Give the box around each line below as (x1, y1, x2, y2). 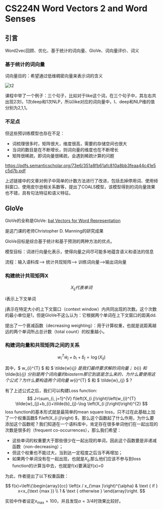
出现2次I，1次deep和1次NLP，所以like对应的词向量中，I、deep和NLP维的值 (5, 99, 155, 105)
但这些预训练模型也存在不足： (5, 130, 65, 136)
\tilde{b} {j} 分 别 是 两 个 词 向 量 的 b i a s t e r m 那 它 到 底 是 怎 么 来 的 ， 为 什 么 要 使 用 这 (5, 371, 156, 377)
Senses (5, 13, 36, 24)
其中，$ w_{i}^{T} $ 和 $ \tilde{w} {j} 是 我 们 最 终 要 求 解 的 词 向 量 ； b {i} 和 (5, 365, 147, 371)
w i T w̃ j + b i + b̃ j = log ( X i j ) (57, 353, 106, 361)
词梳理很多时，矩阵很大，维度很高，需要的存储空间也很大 (12, 141, 127, 146)
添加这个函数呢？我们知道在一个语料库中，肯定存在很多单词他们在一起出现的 (5, 421, 158, 427)
